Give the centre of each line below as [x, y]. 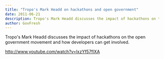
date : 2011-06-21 [23, 14]
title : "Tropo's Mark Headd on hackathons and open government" [72, 10]
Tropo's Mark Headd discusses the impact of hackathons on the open [75, 37]
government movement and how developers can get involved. [67, 42]
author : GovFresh [23, 23]
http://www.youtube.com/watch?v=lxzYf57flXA [52, 52]
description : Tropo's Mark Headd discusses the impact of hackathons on [81, 19]
